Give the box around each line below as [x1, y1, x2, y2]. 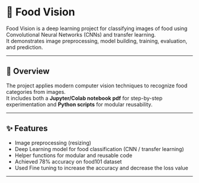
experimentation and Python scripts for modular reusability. [6, 100, 153, 108]
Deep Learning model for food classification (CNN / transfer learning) [14, 145, 185, 152]
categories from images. [6, 88, 66, 95]
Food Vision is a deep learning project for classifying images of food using [6, 25, 188, 32]
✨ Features [6, 123, 48, 133]
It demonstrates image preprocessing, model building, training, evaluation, [6, 37, 188, 44]
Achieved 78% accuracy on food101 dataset [14, 158, 123, 165]
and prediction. [6, 44, 43, 51]
